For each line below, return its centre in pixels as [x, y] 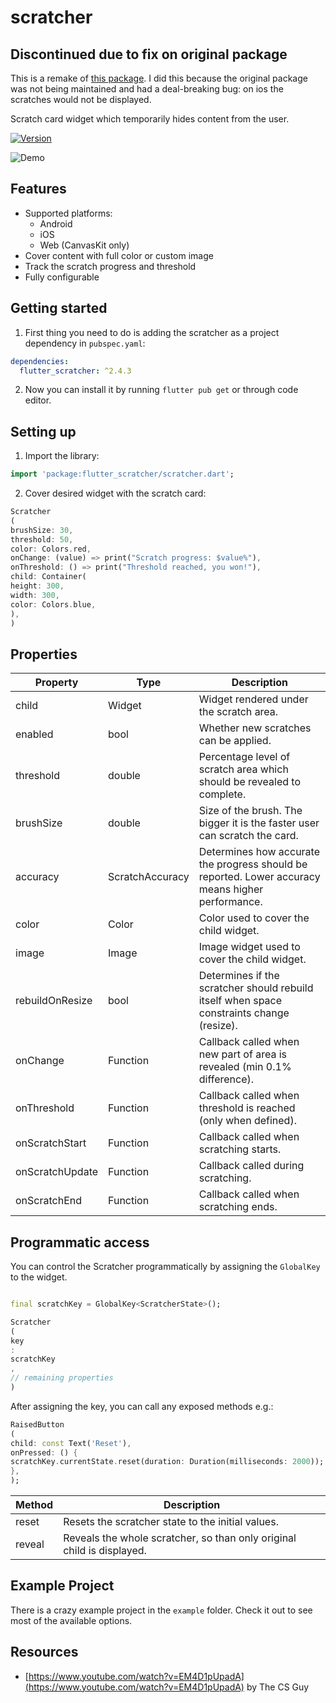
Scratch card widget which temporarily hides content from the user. [150, 119]
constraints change [244, 1013]
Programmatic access [80, 1242]
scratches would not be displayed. [81, 99]
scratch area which [243, 769]
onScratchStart [51, 1143]
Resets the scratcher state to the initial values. [171, 1522]
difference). [226, 1079]
